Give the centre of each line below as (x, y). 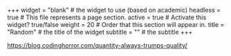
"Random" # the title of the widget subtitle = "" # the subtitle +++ (100, 32)
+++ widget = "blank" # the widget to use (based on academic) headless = (114, 10)
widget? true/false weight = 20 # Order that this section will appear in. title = (116, 25)
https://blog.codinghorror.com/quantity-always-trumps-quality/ (98, 45)
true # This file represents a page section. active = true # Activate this (107, 17)
